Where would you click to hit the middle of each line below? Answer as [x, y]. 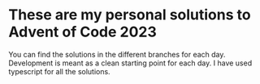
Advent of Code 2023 [82, 32]
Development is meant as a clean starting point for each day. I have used [130, 63]
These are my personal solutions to [130, 15]
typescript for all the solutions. [60, 71]
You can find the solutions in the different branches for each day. [117, 54]
